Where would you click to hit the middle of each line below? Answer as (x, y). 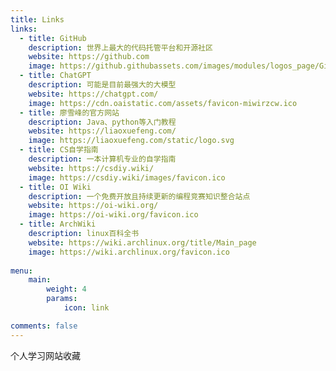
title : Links (37, 19)
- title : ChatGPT (55, 76)
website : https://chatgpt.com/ (93, 94)
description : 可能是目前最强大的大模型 (102, 85)
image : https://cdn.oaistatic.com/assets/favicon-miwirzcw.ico (163, 103)
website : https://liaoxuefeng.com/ (102, 131)
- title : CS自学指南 (59, 150)
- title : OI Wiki (55, 187)
